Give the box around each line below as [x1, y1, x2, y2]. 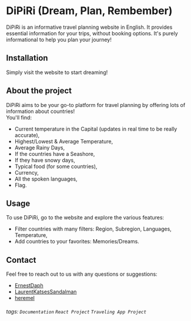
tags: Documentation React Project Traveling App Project [6, 307, 147, 315]
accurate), [14, 131, 40, 139]
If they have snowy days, [14, 156, 75, 163]
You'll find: [6, 113, 32, 121]
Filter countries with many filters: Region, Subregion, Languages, [14, 225, 172, 233]
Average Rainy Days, [14, 144, 65, 151]
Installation [6, 53, 48, 63]
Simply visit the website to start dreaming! [6, 69, 108, 76]
